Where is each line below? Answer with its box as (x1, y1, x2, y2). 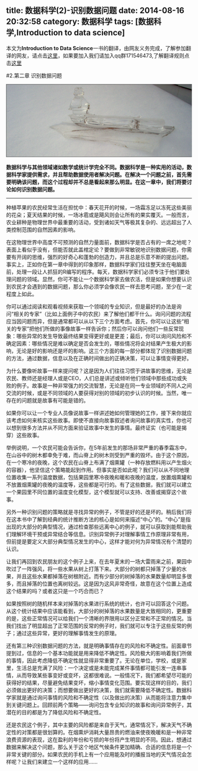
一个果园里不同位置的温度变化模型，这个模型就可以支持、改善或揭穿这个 (6, 488, 181, 495)
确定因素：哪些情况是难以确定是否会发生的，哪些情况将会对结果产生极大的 (6, 339, 187, 347)
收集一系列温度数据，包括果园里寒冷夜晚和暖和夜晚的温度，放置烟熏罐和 (16, 474, 192, 481)
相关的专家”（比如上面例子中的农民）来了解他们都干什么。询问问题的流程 (14, 310, 192, 318)
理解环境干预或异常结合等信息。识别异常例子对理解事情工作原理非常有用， (11, 530, 192, 537)
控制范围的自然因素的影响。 (11, 226, 78, 233)
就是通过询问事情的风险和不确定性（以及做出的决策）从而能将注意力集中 (16, 694, 192, 701)
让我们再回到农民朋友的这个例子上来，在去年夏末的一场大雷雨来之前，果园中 (6, 558, 192, 565)
